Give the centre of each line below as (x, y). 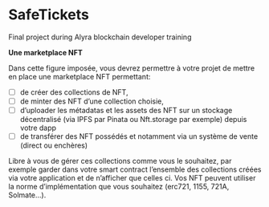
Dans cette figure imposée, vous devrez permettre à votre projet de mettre (132, 68)
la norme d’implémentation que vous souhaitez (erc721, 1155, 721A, (119, 187)
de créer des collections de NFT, (74, 92)
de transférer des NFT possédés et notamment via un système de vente (139, 136)
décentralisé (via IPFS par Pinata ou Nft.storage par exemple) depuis (133, 120)
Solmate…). (27, 195)
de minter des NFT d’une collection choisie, (92, 101)
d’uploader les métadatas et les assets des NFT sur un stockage (126, 111)
